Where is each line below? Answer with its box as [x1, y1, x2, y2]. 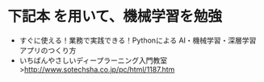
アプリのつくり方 [19, 45, 77, 55]
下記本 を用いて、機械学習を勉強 [7, 7, 223, 26]
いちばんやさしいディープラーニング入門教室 [19, 55, 167, 65]
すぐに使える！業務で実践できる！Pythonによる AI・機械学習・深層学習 [19, 35, 257, 45]
